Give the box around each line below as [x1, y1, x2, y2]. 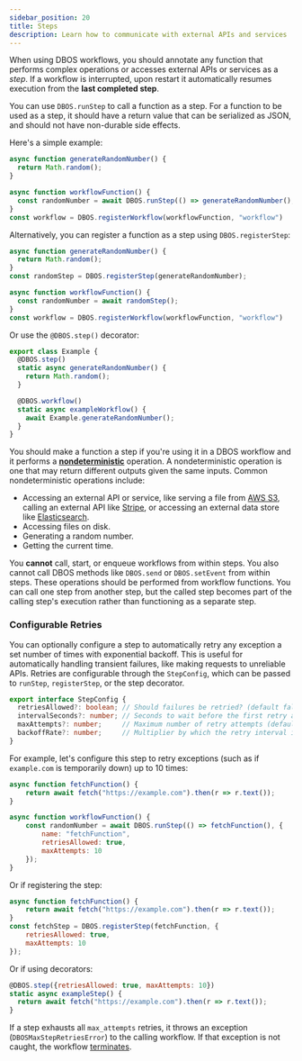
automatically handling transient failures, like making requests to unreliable [9, 658, 286, 669]
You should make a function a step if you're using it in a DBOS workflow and [9, 447, 292, 458]
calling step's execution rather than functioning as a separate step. [9, 596, 257, 607]
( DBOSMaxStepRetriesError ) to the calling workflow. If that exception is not [9, 1032, 280, 1043]
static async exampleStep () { [9, 989, 123, 998]
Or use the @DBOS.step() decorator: [9, 330, 139, 340]
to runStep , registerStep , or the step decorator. [9, 677, 185, 688]
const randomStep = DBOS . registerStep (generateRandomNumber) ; [9, 272, 247, 281]
